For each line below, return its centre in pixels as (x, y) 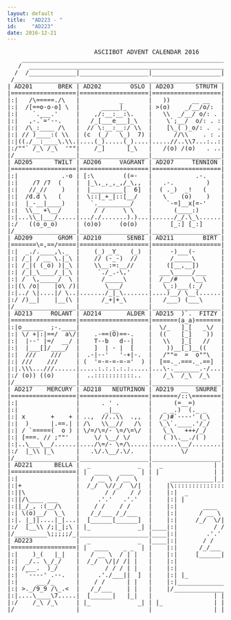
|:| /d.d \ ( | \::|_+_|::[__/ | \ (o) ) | (116, 196)
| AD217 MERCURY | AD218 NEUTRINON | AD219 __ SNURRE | (116, 389)
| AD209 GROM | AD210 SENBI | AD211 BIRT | (116, 238)
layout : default (30, 13)
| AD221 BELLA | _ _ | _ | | (116, 465)
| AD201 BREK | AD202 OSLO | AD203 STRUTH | (116, 86)
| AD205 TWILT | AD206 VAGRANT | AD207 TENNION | (116, 162)
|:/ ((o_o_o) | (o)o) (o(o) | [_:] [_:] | (116, 224)
